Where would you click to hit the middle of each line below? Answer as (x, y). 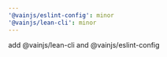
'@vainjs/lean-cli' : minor (52, 23)
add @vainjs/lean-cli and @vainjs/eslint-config (84, 45)
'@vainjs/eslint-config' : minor (61, 15)
